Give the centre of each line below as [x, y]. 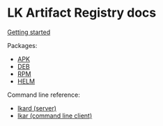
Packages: [22, 45]
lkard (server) [37, 108]
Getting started [29, 32]
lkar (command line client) [55, 116]
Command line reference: [44, 95]
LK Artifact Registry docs [82, 13]
